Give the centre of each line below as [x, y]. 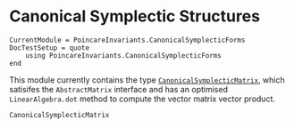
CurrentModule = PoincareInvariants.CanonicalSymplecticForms [127, 40]
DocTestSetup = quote [50, 48]
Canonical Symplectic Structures [135, 16]
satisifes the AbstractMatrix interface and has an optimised [118, 89]
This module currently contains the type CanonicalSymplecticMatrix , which [147, 80]
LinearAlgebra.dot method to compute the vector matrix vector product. [142, 99]
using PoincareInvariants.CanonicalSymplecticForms [123, 55]
